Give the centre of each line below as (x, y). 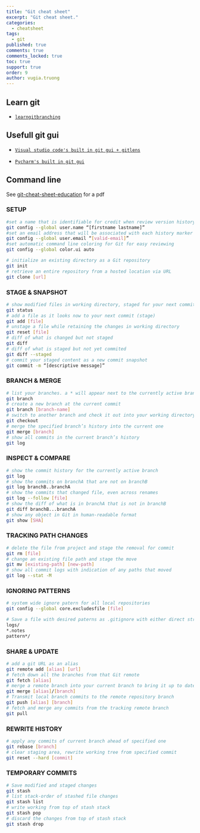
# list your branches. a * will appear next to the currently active (94, 393)
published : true (26, 45)
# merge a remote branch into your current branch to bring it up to (94, 686)
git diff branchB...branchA (41, 509)
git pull (17, 713)
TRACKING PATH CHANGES (47, 535)
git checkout (22, 421)
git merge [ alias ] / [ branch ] (41, 691)
